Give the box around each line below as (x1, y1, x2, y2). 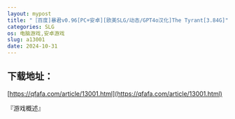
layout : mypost (7, 10, 52, 17)
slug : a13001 (7, 36, 45, 43)
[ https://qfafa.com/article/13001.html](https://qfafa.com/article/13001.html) (7, 89, 222, 98)
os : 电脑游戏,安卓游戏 (7, 29, 65, 37)
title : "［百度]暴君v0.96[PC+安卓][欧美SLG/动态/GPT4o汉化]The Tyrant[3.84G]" (7, 17, 229, 24)
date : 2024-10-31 (7, 43, 58, 50)
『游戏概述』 (7, 104, 44, 112)
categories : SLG (7, 23, 55, 30)
